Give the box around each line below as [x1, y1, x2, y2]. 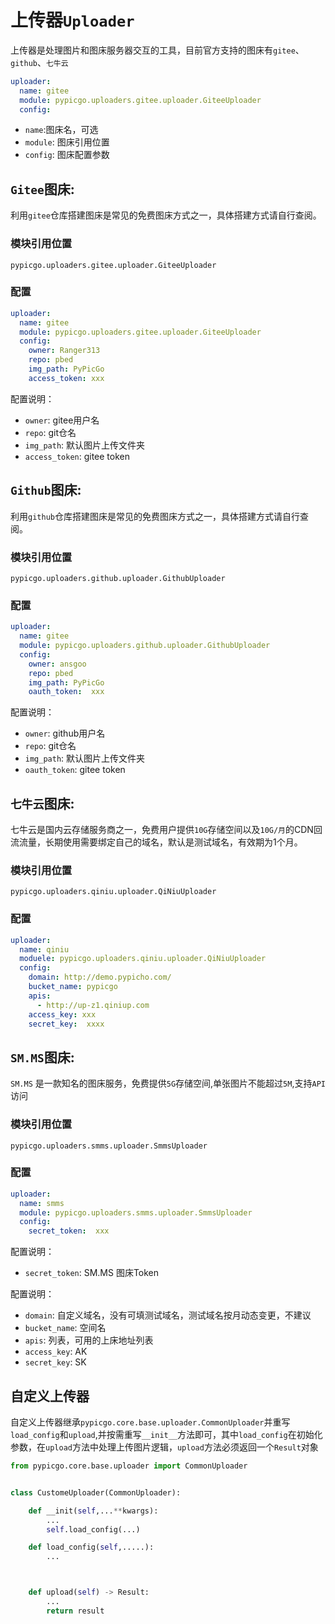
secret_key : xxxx [28, 1019, 105, 1029]
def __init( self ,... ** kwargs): [28, 1506, 159, 1516]
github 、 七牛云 [10, 56, 69, 68]
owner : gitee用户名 [24, 414, 100, 426]
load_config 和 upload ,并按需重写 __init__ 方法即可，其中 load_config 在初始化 [10, 1429, 323, 1440]
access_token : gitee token [24, 450, 130, 462]
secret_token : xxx [28, 1226, 110, 1236]
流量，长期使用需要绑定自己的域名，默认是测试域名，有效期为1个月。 [18, 836, 303, 848]
